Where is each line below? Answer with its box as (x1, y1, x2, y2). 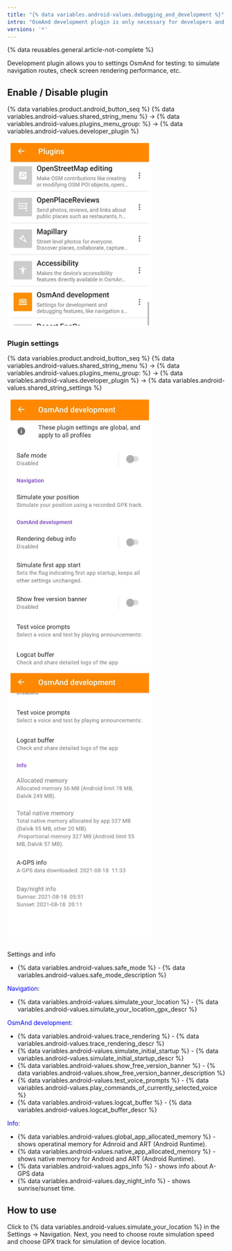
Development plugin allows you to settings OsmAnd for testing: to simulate (7, 59, 220, 67)
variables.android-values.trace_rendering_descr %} (17, 1039, 165, 1048)
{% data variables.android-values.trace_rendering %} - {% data (17, 1032, 199, 1040)
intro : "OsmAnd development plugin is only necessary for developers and (7, 18, 225, 26)
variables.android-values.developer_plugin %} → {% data (7, 377, 172, 385)
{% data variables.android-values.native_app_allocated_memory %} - (17, 1148, 216, 1156)
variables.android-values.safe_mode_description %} (17, 971, 167, 979)
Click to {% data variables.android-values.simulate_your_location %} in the (7, 1223, 220, 1231)
